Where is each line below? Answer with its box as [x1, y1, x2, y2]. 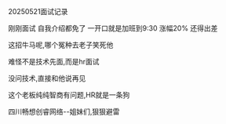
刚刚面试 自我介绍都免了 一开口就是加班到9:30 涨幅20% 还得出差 [8, 24, 218, 33]
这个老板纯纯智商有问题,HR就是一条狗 [8, 90, 130, 100]
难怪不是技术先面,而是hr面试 [8, 57, 100, 66]
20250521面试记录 [8, 7, 68, 16]
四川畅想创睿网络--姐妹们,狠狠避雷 [8, 107, 120, 116]
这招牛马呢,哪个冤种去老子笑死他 [8, 40, 114, 49]
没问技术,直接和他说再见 [8, 74, 86, 82]
